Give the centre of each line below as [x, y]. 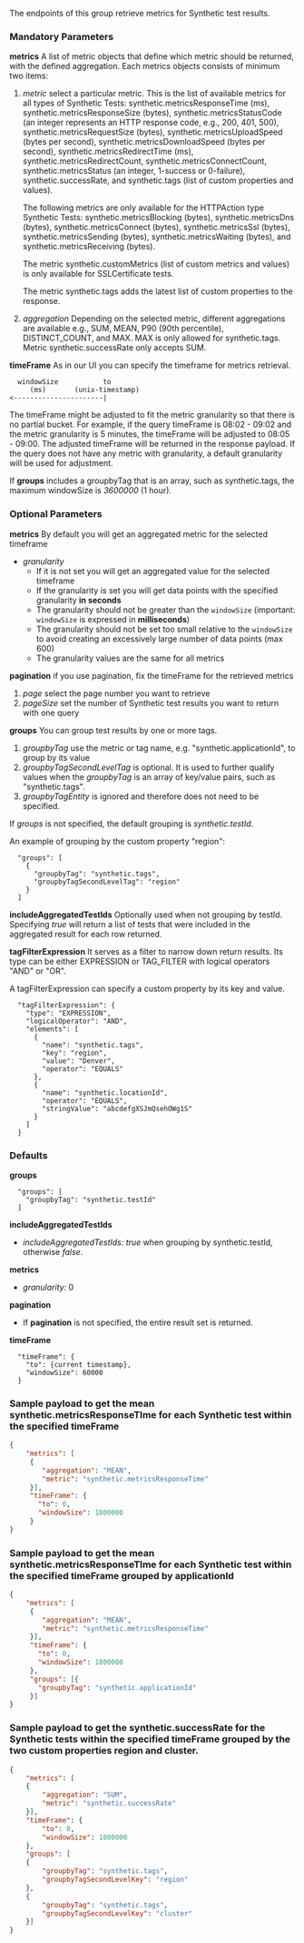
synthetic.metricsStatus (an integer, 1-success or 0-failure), [134, 171]
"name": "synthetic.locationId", [105, 1093]
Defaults [29, 1155]
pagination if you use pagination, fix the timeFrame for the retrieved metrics [152, 675]
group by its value [56, 757]
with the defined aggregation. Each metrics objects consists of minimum [145, 66]
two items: [29, 76]
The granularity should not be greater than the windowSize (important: [166, 610]
